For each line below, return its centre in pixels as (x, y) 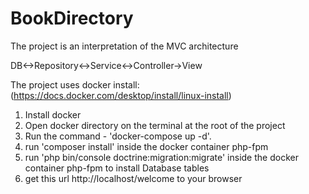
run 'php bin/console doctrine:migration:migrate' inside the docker (161, 157)
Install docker (53, 114)
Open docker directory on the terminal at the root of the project (155, 125)
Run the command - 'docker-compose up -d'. (118, 136)
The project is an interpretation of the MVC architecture (124, 46)
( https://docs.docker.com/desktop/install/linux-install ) (121, 95)
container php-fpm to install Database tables (117, 168)
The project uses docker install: (75, 84)
